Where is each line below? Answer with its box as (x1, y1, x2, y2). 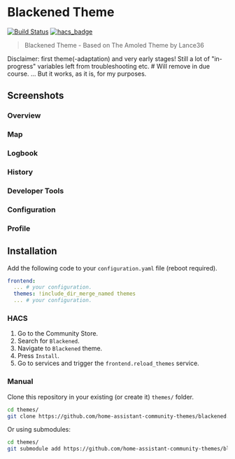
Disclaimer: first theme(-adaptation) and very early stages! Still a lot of (7, 54, 210, 63)
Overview (7, 111, 41, 121)
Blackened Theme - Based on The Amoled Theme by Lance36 (24, 41, 204, 49)
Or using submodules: (7, 425, 71, 434)
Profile (7, 224, 31, 233)
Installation (7, 245, 57, 257)
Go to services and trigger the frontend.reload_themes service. (17, 359, 199, 368)
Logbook (7, 149, 38, 158)
